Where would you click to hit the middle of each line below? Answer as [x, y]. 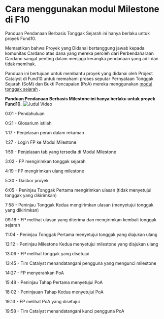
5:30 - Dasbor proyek [27, 180]
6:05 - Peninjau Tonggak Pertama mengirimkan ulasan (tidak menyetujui [78, 190]
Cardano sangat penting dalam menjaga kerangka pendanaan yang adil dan [82, 58]
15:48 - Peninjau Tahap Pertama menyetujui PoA [54, 282]
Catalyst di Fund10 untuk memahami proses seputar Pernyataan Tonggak [79, 79]
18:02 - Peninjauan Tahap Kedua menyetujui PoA [54, 292]
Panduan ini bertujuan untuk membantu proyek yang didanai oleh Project [79, 73]
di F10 [17, 20]
